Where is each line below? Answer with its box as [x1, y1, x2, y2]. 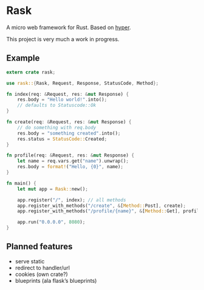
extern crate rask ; [6, 69, 56, 75]
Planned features [6, 241, 73, 252]
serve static [15, 257, 45, 265]
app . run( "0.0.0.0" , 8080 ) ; [17, 219, 86, 225]
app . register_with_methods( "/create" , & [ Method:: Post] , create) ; [17, 203, 186, 209]
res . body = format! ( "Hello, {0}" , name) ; [17, 164, 123, 170]
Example [6, 53, 40, 64]
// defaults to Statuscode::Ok [17, 103, 97, 109]
